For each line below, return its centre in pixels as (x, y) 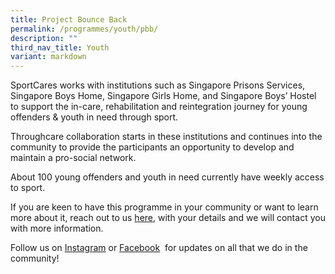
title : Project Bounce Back (69, 19)
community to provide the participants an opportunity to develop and (152, 147)
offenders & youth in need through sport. (94, 117)
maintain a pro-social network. (73, 158)
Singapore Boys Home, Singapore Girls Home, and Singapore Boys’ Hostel (163, 96)
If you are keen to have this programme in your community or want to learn (164, 207)
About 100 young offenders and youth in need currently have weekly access (167, 177)
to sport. (28, 188)
